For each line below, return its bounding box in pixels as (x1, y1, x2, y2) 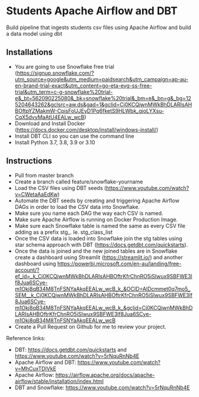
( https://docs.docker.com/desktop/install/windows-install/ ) (14, 126, 159, 133)
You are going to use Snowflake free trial (14, 63, 114, 70)
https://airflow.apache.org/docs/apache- (55, 371, 155, 378)
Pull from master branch (14, 171, 74, 179)
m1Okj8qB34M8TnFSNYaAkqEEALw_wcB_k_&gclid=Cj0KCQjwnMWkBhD (14, 304, 193, 311)
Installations (6, 47, 53, 58)
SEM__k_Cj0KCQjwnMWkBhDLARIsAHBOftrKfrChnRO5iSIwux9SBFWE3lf (14, 291, 192, 298)
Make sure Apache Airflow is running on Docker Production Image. (14, 215, 178, 223)
